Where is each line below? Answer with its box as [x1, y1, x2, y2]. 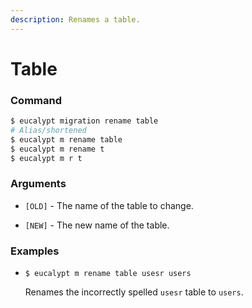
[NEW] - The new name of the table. [24, 219, 170, 231]
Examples [10, 244, 60, 258]
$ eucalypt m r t [10, 153, 83, 163]
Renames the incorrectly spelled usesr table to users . [24, 286, 244, 298]
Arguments [10, 177, 67, 191]
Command [10, 93, 62, 107]
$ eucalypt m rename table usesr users [24, 269, 192, 279]
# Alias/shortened [10, 125, 87, 135]
